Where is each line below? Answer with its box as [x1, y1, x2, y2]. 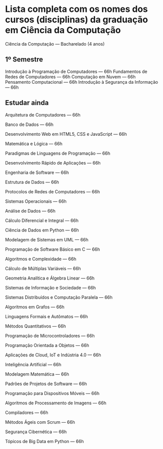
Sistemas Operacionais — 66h [5, 198, 67, 204]
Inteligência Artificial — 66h [5, 361, 62, 367]
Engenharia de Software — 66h [5, 169, 69, 175]
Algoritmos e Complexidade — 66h [5, 256, 77, 262]
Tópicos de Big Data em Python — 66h [5, 438, 84, 444]
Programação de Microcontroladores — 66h [5, 333, 95, 338]
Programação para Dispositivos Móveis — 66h [5, 390, 100, 396]
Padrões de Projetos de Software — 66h [5, 381, 87, 387]
